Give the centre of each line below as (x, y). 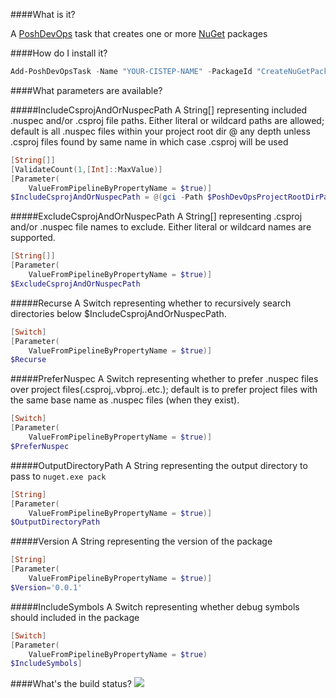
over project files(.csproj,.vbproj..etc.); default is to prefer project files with (164, 390)
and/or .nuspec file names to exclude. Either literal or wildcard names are (161, 227)
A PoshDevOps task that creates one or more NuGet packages (139, 33)
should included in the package (75, 617)
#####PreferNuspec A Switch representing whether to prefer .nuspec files (164, 379)
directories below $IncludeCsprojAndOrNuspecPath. (118, 313)
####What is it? (43, 14)
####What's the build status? (71, 684)
